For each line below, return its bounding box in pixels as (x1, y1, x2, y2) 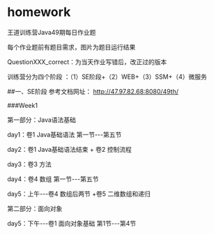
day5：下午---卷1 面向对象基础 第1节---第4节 (7, 219, 137, 227)
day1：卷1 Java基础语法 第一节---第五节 (7, 130, 122, 139)
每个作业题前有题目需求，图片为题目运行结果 (7, 42, 136, 51)
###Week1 (7, 101, 38, 109)
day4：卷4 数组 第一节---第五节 (7, 175, 99, 183)
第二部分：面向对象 (7, 204, 63, 212)
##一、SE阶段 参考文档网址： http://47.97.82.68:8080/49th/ (7, 87, 179, 95)
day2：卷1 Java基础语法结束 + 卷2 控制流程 (7, 145, 132, 153)
